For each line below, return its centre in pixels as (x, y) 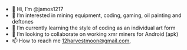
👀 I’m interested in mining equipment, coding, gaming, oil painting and (96, 15)
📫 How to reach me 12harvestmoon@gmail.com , (71, 41)
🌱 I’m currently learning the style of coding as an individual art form (93, 28)
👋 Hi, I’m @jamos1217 (37, 9)
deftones (22, 21)
